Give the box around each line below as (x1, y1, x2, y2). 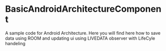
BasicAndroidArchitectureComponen (5, 3, 162, 15)
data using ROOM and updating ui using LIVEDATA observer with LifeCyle (5, 35, 155, 41)
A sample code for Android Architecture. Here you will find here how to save (5, 30, 161, 36)
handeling (5, 40, 26, 46)
